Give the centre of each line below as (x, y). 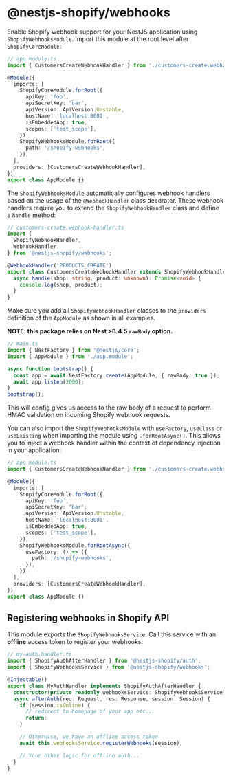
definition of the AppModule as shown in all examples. (81, 318)
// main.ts (23, 344)
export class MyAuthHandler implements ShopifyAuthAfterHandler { (104, 686)
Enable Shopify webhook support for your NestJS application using (102, 32)
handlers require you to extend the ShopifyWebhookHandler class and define (113, 208)
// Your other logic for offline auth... (79, 755)
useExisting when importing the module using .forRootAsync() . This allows (114, 436)
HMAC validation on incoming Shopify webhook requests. (89, 415)
